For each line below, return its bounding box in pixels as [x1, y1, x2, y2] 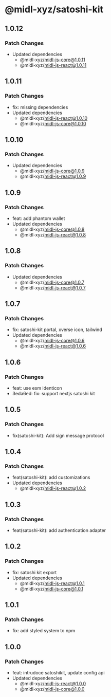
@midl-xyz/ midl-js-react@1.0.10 [20, 115, 88, 121]
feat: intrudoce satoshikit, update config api [12, 670, 105, 676]
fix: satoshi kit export [12, 569, 57, 575]
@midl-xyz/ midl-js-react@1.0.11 [20, 62, 87, 68]
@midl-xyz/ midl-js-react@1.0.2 [20, 485, 86, 491]
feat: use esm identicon [12, 385, 62, 391]
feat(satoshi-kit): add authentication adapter [12, 527, 106, 534]
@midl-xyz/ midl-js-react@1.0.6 [20, 343, 86, 349]
